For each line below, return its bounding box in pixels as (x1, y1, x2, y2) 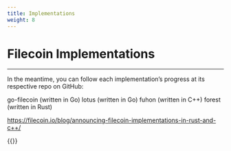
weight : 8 (7, 16, 36, 23)
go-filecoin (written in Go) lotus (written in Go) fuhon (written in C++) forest (7, 95, 221, 104)
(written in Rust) (7, 103, 53, 111)
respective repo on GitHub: (7, 82, 84, 91)
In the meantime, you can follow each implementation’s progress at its (7, 75, 205, 83)
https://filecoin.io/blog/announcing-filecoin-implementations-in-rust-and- (7, 116, 217, 124)
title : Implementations (7, 10, 76, 17)
